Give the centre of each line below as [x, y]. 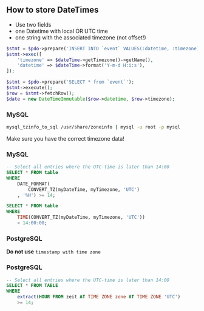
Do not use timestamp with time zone [54, 252]
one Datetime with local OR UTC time [61, 31]
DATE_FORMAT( [34, 184]
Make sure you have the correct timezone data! [65, 138]
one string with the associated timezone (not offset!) [81, 37]
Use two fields [33, 24]
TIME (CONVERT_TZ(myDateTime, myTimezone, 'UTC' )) [81, 218]
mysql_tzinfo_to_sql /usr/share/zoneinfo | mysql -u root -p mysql [93, 127]
